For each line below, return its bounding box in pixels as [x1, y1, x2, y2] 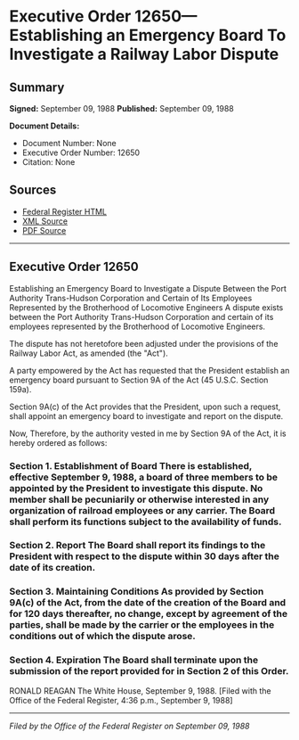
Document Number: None [21, 138, 117, 148]
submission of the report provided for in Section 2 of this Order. [9, 665, 289, 678]
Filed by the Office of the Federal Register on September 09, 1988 [9, 720, 250, 731]
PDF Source [21, 225, 67, 235]
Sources [9, 183, 57, 198]
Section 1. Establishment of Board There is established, [9, 459, 253, 472]
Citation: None [21, 157, 76, 167]
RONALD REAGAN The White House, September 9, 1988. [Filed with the [9, 685, 271, 696]
